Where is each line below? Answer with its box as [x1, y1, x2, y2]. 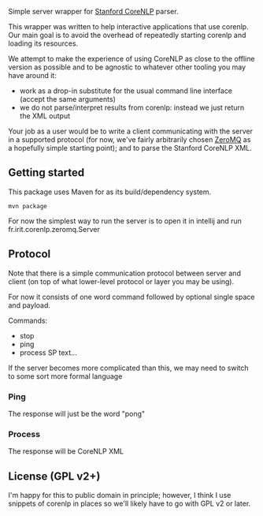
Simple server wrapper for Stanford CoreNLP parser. [8, 7, 179, 16]
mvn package [8, 202, 47, 210]
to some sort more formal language [8, 371, 123, 381]
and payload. [8, 300, 51, 310]
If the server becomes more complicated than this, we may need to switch [8, 363, 250, 372]
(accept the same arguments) [19, 95, 116, 103]
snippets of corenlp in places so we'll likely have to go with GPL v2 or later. [8, 499, 251, 508]
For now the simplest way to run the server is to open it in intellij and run [8, 216, 243, 226]
